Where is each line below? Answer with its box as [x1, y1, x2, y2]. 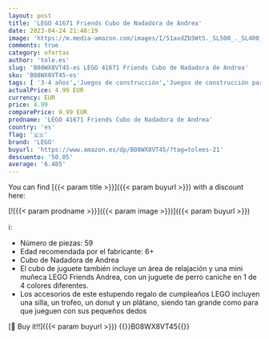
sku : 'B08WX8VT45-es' [8, 71, 81, 79]
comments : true [8, 42, 59, 50]
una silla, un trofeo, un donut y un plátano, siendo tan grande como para [19, 297, 259, 308]
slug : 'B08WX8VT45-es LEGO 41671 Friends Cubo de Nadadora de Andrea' [8, 64, 249, 72]
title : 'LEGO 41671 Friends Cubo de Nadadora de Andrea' [8, 19, 203, 27]
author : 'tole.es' [8, 57, 70, 65]
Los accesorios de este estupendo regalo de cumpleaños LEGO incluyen [19, 289, 260, 299]
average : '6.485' [8, 161, 66, 169]
